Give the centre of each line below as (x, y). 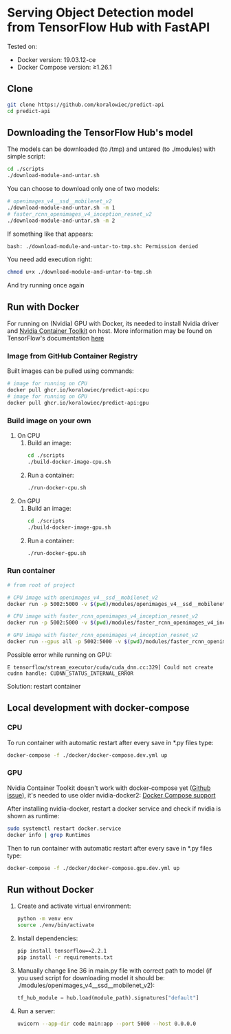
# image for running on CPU (47, 384)
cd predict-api (29, 111)
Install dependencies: (47, 938)
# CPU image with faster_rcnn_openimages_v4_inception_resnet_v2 (102, 616)
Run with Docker (43, 307)
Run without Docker (51, 890)
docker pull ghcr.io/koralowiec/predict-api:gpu (78, 403)
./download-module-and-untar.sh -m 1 (61, 207)
